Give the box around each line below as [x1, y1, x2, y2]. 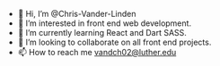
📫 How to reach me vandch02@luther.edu [17, 47, 177, 57]
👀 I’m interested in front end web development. [17, 18, 191, 29]
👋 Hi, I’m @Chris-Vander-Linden [17, 9, 136, 19]
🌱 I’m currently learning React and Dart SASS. [17, 28, 187, 37]
